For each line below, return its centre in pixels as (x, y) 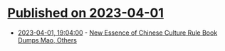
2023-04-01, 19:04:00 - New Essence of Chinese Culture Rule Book (117, 33)
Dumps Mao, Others (47, 40)
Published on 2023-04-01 (85, 13)
